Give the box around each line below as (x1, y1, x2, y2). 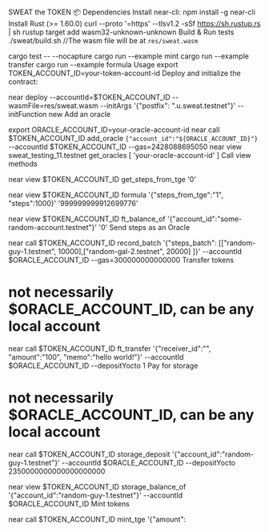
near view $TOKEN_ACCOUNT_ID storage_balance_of (8, 482, 187, 491)
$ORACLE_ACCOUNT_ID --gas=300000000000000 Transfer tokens (8, 256, 235, 264)
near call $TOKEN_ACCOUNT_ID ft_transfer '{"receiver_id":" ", (8, 344, 211, 353)
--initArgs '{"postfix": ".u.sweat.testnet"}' (99, 101, 236, 111)
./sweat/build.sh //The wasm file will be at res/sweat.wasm (8, 36, 199, 45)
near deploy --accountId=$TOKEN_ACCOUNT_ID (8, 92, 171, 102)
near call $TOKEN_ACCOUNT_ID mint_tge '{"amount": (8, 514, 187, 524)
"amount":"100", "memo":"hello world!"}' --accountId (8, 352, 184, 361)
